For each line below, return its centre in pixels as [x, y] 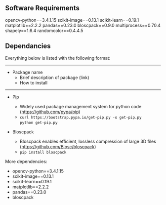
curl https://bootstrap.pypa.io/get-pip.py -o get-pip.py [81, 117]
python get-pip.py [39, 123]
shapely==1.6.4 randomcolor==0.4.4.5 [44, 30]
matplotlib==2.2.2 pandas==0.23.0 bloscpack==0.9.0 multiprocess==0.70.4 [83, 25]
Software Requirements [42, 8]
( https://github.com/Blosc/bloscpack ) [58, 146]
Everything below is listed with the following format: [58, 58]
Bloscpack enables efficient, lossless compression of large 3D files [88, 141]
